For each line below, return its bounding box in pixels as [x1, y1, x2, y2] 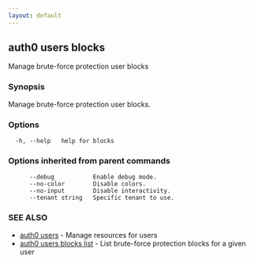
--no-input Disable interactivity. [28, 187, 171, 195]
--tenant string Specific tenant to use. [28, 194, 175, 202]
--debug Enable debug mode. [28, 173, 157, 182]
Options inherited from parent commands [8, 155, 171, 166]
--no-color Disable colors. [28, 180, 147, 188]
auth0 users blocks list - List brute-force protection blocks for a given [19, 239, 246, 248]
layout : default [8, 11, 62, 20]
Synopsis [8, 81, 45, 92]
